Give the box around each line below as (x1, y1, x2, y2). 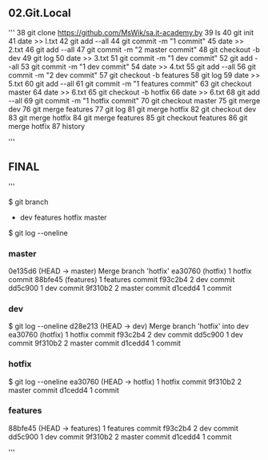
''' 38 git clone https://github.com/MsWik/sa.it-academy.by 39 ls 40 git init (8, 27, 254, 37)
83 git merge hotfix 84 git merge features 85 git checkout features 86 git (8, 112, 248, 123)
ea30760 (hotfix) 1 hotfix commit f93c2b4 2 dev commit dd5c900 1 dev (8, 330, 244, 340)
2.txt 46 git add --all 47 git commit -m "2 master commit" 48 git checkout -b (8, 44, 260, 54)
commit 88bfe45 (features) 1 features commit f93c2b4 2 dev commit (8, 274, 235, 284)
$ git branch (8, 196, 49, 207)
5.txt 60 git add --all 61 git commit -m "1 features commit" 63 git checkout (8, 79, 252, 88)
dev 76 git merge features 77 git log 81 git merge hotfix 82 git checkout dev (8, 104, 257, 114)
